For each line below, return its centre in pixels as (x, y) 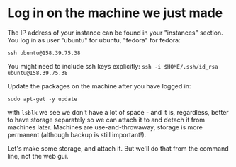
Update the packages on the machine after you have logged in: (99, 86)
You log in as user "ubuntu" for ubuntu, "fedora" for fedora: (94, 40)
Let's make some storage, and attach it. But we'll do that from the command (118, 148)
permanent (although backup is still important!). (77, 134)
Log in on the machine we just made (115, 13)
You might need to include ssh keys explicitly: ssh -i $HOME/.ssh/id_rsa (113, 66)
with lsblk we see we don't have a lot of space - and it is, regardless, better (118, 112)
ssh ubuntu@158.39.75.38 (44, 53)
